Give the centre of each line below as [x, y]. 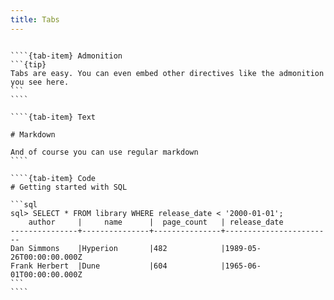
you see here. [40, 82]
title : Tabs [35, 19]
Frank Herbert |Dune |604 [89, 266]
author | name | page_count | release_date [156, 222]
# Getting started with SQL [69, 187]
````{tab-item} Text [53, 117]
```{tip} [28, 64]
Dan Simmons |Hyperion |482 [89, 248]
